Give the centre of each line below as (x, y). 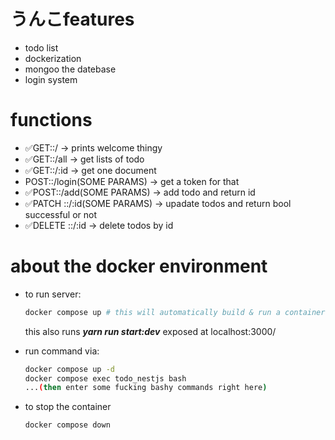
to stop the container (68, 407)
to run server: (53, 294)
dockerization (53, 58)
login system (51, 79)
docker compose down (67, 425)
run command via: (62, 351)
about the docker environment (139, 266)
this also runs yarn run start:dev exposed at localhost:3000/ (150, 331)
